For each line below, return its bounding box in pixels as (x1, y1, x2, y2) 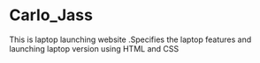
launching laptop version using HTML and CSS (9, 43, 180, 53)
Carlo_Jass (9, 5, 93, 25)
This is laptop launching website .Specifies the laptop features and (9, 34, 252, 45)
